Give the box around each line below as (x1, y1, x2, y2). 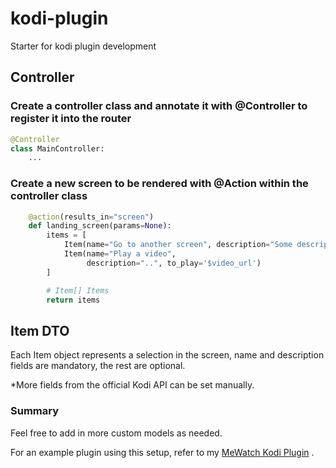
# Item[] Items (46, 285, 110, 296)
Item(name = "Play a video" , (63, 249, 177, 259)
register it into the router (10, 112, 132, 126)
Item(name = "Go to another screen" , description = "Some (63, 240, 293, 250)
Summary (10, 404, 60, 418)
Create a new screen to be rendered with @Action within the (10, 177, 309, 191)
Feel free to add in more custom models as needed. (10, 427, 223, 439)
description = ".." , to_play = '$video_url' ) (86, 258, 262, 268)
